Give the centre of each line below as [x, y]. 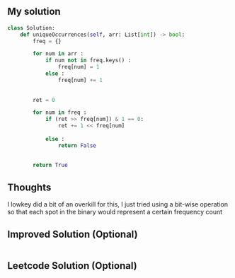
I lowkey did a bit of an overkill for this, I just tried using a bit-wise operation [118, 204]
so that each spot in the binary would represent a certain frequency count [115, 212]
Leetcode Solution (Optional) [72, 266]
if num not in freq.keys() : [88, 60]
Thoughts [29, 187]
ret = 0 [44, 100]
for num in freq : [60, 112]
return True [51, 166]
